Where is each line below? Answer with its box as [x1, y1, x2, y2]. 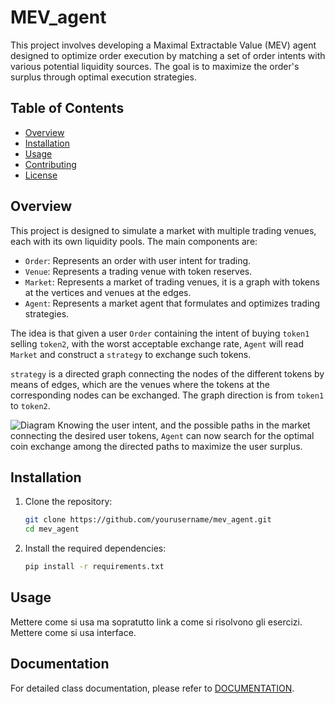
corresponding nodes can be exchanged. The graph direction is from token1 [10, 389, 325, 401]
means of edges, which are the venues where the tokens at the [10, 378, 270, 390]
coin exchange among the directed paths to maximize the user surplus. [10, 440, 303, 452]
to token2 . [10, 399, 51, 411]
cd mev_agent [24, 524, 80, 535]
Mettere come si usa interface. [10, 626, 137, 638]
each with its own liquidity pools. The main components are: [10, 235, 258, 247]
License [24, 169, 58, 181]
